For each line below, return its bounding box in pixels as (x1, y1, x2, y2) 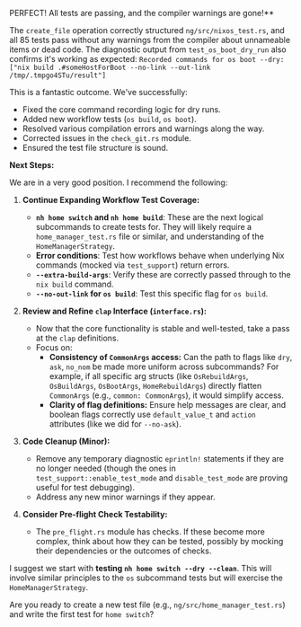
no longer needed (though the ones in (35, 463, 177, 473)
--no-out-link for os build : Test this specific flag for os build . (35, 288, 269, 299)
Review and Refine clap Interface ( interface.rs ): (22, 305, 208, 316)
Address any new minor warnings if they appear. (35, 491, 216, 502)
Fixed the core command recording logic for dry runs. (22, 104, 222, 115)
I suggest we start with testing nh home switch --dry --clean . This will (9, 563, 272, 573)
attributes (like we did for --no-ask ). (49, 419, 181, 429)
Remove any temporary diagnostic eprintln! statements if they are (35, 454, 285, 464)
